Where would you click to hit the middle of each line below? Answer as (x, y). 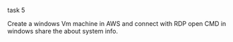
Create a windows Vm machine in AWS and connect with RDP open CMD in (117, 23)
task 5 (16, 10)
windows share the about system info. (63, 31)
